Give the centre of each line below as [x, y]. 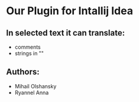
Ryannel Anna [32, 93]
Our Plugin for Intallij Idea [69, 11]
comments [28, 47]
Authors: [23, 72]
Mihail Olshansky [35, 86]
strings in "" [29, 53]
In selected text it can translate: [66, 33]
